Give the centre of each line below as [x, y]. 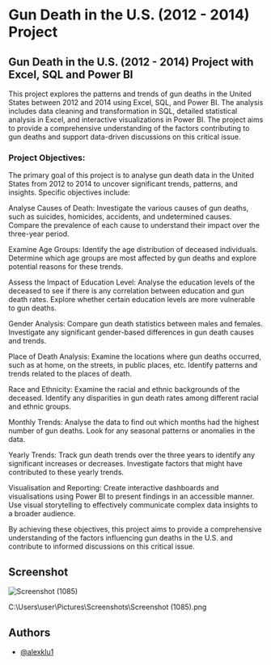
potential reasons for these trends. [66, 267]
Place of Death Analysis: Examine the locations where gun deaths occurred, [135, 356]
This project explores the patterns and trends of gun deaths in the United [130, 94]
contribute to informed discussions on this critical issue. [102, 546]
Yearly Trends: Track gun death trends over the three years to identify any [132, 455]
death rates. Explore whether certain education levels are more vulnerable [132, 300]
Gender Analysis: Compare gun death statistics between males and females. [135, 324]
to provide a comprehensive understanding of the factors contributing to [129, 128]
